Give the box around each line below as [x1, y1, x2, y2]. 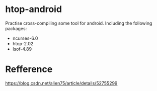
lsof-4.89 [12, 46, 32, 52]
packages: [5, 25, 27, 31]
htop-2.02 [12, 40, 34, 46]
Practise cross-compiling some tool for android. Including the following [5, 20, 152, 26]
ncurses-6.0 [12, 35, 38, 41]
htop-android [5, 4, 62, 15]
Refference [5, 64, 53, 75]
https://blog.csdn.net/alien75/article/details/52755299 [5, 80, 118, 86]
